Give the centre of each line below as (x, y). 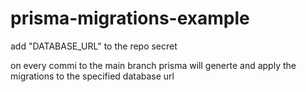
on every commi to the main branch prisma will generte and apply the (153, 65)
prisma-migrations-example (130, 18)
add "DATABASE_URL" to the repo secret (94, 46)
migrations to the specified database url (92, 76)
